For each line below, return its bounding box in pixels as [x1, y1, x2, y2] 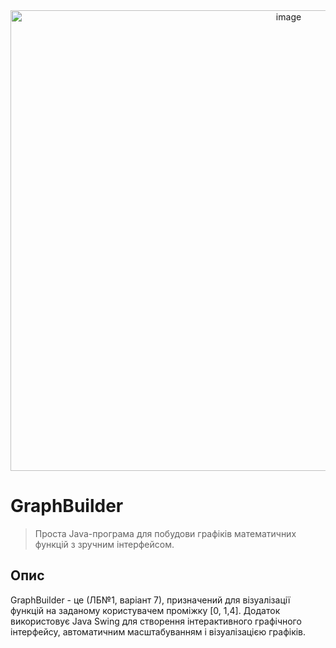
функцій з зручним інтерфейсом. [34, 538, 175, 550]
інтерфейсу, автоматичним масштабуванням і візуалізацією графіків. [10, 625, 307, 638]
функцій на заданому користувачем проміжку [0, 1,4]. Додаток [10, 604, 281, 616]
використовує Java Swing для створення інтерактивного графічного [10, 615, 302, 627]
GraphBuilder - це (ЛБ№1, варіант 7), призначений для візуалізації [10, 594, 291, 606]
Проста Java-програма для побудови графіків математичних [34, 527, 297, 539]
